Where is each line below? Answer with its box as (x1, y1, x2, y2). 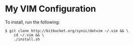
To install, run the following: (5, 19, 60, 25)
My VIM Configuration (5, 3, 96, 14)
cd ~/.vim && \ (14, 33, 44, 37)
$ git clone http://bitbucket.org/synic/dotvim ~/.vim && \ (5, 28, 129, 33)
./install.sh (14, 37, 40, 42)
